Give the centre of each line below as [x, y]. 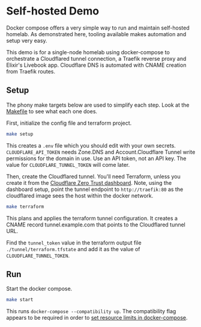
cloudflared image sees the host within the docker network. [80, 195]
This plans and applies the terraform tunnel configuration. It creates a [92, 218]
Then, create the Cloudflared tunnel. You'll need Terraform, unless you [94, 176]
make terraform [25, 207]
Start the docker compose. [39, 289]
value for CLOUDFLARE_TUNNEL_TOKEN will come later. [68, 164]
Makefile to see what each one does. [52, 111]
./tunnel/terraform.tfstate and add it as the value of [73, 249]
